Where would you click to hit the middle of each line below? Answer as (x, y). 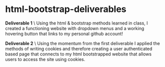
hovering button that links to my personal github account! (64, 33)
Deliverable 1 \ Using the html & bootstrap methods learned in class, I (77, 23)
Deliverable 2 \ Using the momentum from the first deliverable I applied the (82, 43)
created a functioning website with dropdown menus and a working (75, 28)
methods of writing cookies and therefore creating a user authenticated (79, 48)
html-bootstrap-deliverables (66, 9)
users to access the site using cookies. (45, 59)
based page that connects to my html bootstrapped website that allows (78, 54)
